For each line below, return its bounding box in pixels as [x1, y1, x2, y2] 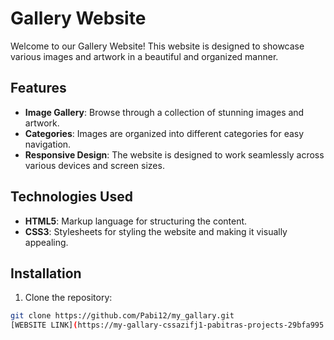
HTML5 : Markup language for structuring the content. [24, 215, 248, 227]
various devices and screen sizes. [24, 159, 165, 171]
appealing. [24, 236, 69, 248]
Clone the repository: [24, 292, 113, 304]
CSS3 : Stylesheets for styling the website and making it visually [24, 225, 288, 237]
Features [10, 80, 67, 97]
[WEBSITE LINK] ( [10, 320, 78, 331]
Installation [10, 265, 82, 282]
